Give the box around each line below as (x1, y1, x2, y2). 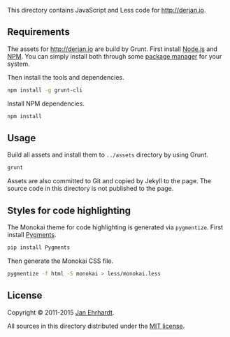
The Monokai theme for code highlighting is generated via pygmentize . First (7, 223, 224, 231)
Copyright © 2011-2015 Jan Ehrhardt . (7, 308, 115, 317)
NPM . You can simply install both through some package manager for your (7, 52, 222, 60)
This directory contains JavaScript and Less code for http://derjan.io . (7, 6, 206, 14)
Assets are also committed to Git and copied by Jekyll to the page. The (7, 177, 212, 185)
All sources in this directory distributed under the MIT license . (7, 322, 185, 330)
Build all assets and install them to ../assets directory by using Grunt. (7, 150, 208, 159)
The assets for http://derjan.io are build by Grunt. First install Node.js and (7, 45, 218, 53)
